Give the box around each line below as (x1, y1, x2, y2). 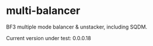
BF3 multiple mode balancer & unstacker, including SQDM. (6, 23, 148, 30)
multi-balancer (6, 4, 80, 17)
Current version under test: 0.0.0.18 (6, 34, 91, 41)
